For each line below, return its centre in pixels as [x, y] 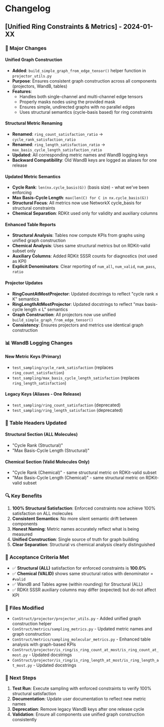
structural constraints [33, 208]
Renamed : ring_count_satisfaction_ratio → [58, 134]
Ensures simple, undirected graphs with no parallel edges [77, 107]
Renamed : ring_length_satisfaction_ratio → [59, 144]
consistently [24, 720]
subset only [24, 251]
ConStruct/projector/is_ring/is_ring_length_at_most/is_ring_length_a [85, 661]
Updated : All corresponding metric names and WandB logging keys [80, 155]
